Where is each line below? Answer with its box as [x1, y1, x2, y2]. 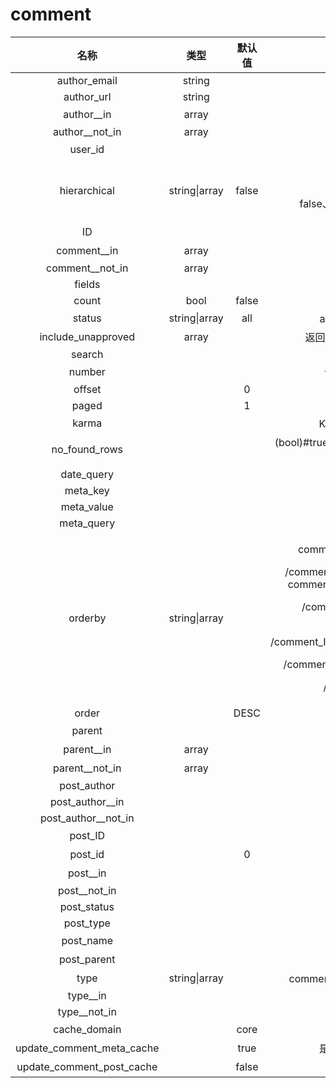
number [68, 364, 106, 378]
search [71, 347, 104, 361]
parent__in [63, 742, 112, 756]
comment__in [56, 243, 119, 257]
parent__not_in [53, 761, 122, 775]
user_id [69, 142, 105, 156]
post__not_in [57, 883, 117, 897]
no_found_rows [51, 442, 124, 456]
